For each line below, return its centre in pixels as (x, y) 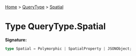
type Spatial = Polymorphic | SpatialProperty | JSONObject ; (68, 49)
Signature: (16, 40)
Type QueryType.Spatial (56, 27)
